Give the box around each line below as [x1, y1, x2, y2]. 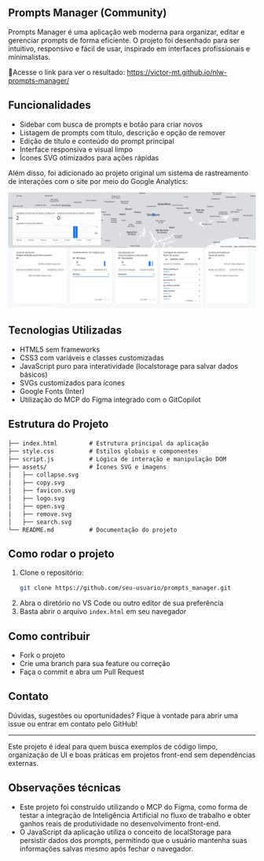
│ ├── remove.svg [8, 510, 72, 518]
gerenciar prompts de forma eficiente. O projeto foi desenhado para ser [8, 35, 240, 45]
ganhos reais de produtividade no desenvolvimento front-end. [19, 819, 222, 828]
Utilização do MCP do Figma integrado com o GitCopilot [19, 395, 201, 404]
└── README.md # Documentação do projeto [8, 526, 178, 534]
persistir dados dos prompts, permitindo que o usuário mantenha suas [19, 835, 247, 844]
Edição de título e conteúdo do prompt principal [19, 136, 174, 145]
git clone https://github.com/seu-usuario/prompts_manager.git [19, 584, 232, 592]
